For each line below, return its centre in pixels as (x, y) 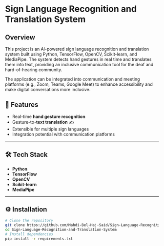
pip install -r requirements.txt (39, 239)
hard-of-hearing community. (34, 70)
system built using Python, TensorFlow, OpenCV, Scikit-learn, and (71, 54)
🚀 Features (22, 105)
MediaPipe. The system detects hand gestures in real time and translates (78, 59)
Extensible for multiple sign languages (51, 129)
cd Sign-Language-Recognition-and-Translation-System (61, 230)
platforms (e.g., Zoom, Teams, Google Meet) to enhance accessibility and (79, 84)
